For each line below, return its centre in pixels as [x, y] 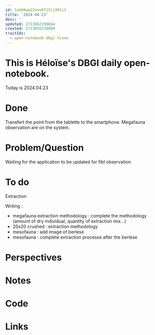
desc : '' [14, 19]
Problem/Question [45, 148]
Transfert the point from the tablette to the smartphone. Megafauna [75, 122]
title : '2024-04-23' [27, 15]
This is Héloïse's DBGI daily [64, 63]
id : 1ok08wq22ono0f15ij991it [36, 10]
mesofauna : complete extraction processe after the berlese [75, 237]
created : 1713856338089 [30, 29]
